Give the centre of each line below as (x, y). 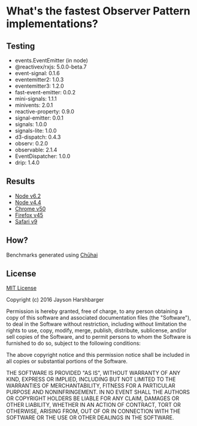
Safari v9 (26, 221)
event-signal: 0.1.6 (37, 73)
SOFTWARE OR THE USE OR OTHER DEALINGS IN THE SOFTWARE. (90, 418)
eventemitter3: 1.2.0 (39, 86)
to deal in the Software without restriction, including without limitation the (96, 324)
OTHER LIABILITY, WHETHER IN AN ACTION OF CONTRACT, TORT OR (93, 405)
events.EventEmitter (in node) (51, 60)
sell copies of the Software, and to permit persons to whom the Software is (99, 337)
